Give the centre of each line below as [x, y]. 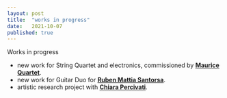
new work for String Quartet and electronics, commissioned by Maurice [118, 65]
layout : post [26, 13]
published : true [30, 33]
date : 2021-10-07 [35, 26]
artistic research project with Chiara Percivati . [82, 87]
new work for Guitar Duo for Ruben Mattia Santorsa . [91, 80]
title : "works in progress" [49, 20]
